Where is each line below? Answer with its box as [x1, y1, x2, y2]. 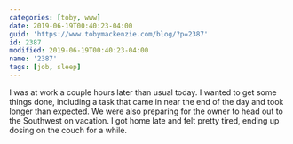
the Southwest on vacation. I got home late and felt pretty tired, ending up [9, 115, 280, 125]
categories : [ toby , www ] [9, 12, 101, 22]
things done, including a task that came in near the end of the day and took [9, 96, 284, 107]
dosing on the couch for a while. [9, 124, 127, 135]
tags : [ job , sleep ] [9, 63, 82, 72]
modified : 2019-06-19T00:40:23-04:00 [9, 46, 149, 55]
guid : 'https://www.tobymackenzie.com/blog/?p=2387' [9, 29, 209, 38]
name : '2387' [9, 54, 58, 63]
